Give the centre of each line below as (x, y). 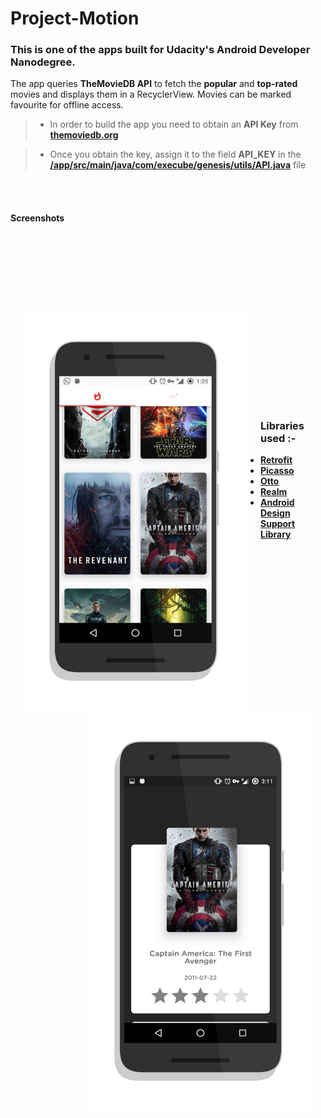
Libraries (282, 425)
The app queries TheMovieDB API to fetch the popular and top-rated (154, 84)
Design (275, 513)
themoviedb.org (84, 135)
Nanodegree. (43, 62)
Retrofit (276, 459)
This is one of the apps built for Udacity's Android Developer (160, 50)
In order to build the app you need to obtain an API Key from (174, 124)
